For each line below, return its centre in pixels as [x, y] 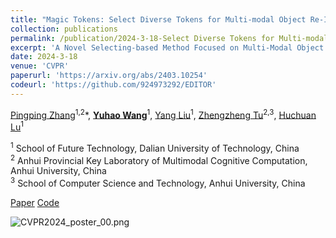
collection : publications [64, 29]
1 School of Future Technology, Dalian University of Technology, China [155, 147]
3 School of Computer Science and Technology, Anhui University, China [158, 183]
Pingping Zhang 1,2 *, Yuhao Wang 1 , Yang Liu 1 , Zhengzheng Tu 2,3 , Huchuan [163, 114]
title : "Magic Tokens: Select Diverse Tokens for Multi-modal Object [158, 19]
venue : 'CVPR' [40, 66]
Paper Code [35, 203]
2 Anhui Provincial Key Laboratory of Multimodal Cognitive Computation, [159, 159]
